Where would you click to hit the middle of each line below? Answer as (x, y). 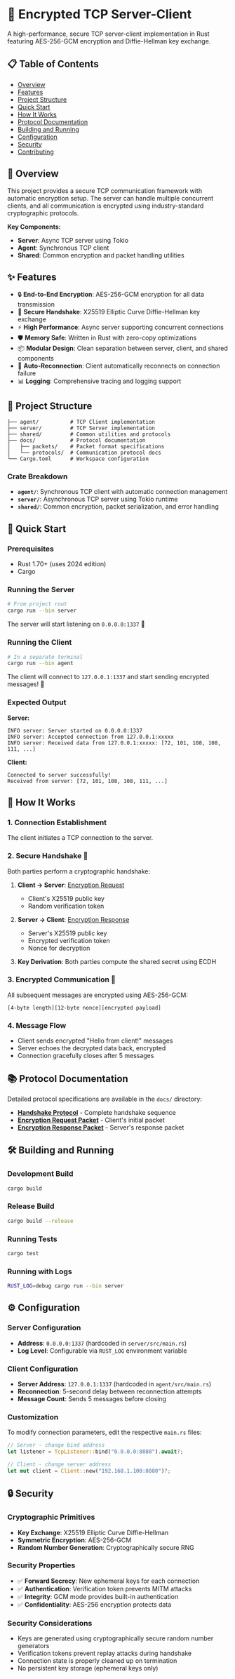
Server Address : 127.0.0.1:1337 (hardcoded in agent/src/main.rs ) (114, 1384)
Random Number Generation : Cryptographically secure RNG (106, 1547)
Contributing (35, 152)
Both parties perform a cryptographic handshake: (79, 871)
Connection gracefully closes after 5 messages (86, 1056)
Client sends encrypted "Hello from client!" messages (95, 1041)
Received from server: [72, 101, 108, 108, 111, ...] (88, 781)
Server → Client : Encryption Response (73, 919)
